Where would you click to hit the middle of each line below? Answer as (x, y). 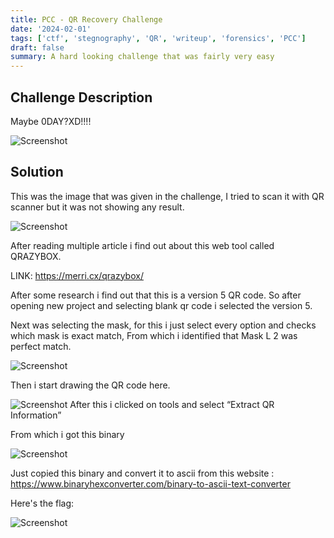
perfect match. (41, 346)
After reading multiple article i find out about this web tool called (142, 245)
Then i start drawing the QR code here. (90, 385)
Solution (37, 172)
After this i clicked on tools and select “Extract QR (172, 404)
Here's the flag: (42, 503)
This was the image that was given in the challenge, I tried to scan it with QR (167, 196)
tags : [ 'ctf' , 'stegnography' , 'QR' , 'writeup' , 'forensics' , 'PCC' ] (158, 38)
